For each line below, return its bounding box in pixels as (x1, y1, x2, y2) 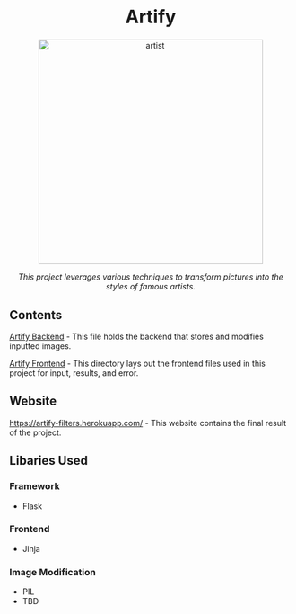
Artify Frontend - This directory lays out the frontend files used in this (9, 358, 266, 369)
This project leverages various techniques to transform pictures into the (17, 271, 284, 282)
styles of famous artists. (106, 281, 196, 292)
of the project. (9, 427, 62, 438)
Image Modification (9, 565, 97, 578)
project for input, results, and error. (9, 368, 139, 378)
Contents (9, 307, 63, 323)
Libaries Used (9, 453, 88, 468)
